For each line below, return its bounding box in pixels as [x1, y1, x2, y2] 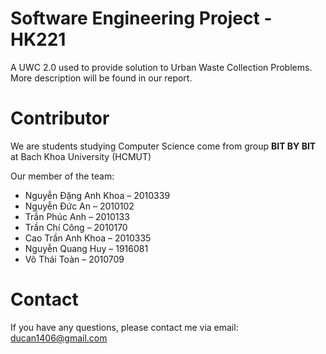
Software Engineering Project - [10, 7, 273, 30]
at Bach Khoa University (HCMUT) [10, 150, 152, 162]
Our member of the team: [10, 170, 115, 182]
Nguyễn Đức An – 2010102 [24, 200, 135, 212]
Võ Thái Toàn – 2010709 [24, 253, 125, 265]
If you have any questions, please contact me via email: [10, 321, 239, 333]
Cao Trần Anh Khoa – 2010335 [24, 232, 152, 244]
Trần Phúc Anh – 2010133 [24, 210, 130, 222]
